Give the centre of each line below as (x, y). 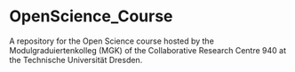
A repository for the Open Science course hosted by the (112, 41)
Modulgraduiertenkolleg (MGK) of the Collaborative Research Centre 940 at (148, 50)
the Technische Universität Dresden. (76, 60)
